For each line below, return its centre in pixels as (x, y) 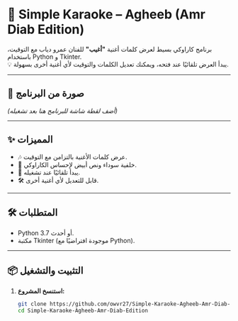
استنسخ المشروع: (41, 291)
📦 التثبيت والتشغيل (45, 270)
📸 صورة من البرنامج (46, 94)
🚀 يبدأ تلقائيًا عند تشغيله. (49, 172)
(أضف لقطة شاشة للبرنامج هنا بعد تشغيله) (63, 111)
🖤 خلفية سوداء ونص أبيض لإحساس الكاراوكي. (77, 164)
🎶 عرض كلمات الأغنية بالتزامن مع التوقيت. (72, 157)
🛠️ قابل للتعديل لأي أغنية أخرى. (58, 180)
